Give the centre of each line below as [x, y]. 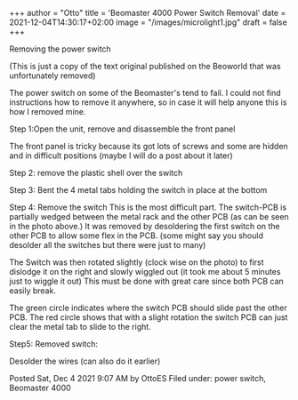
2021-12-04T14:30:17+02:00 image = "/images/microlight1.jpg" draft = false [148, 22]
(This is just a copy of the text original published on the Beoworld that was [145, 66]
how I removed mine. [48, 112]
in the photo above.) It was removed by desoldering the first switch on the [145, 226]
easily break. [32, 291]
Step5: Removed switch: [54, 344]
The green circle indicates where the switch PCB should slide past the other [148, 308]
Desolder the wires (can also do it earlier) [85, 361]
